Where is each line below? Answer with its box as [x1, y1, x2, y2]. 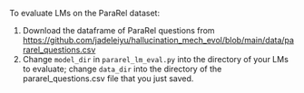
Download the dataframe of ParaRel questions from [22, 25, 215, 35]
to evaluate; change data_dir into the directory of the [22, 63, 222, 74]
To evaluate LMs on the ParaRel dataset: [9, 8, 161, 18]
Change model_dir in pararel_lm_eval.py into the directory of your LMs [22, 54, 289, 64]
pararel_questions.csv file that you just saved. [22, 73, 194, 84]
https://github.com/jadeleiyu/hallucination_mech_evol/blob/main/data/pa [22, 35, 295, 45]
